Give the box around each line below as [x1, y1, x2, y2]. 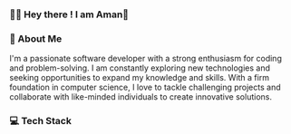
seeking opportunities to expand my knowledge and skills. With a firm [9, 72, 270, 83]
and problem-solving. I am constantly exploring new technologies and [9, 62, 270, 73]
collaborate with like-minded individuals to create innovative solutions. [9, 91, 272, 102]
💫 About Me [9, 32, 63, 44]
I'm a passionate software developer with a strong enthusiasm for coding [9, 53, 283, 64]
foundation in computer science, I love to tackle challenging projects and [9, 81, 281, 93]
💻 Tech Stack [9, 115, 73, 128]
